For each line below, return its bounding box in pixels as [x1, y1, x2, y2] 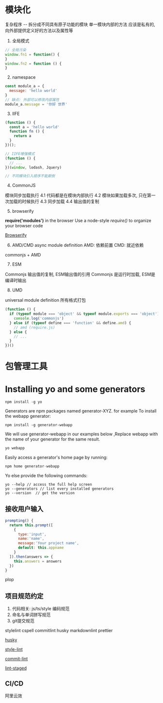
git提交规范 [12, 618, 35, 624]
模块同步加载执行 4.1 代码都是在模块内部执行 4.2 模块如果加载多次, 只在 [5, 192, 147, 198]
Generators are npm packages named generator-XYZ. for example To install [5, 408, 157, 414]
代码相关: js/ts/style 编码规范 [12, 606, 70, 612]
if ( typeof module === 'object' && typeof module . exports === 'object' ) [9, 311, 160, 316]
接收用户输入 [5, 505, 44, 513]
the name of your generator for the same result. [5, 436, 100, 442]
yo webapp [5, 446, 25, 451]
